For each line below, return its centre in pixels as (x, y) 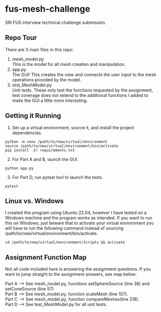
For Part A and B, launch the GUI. (45, 159)
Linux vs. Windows (35, 201)
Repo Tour (21, 38)
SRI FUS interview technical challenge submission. (56, 22)
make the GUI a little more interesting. (50, 100)
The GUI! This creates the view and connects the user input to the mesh (84, 75)
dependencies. (27, 133)
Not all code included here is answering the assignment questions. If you (78, 269)
